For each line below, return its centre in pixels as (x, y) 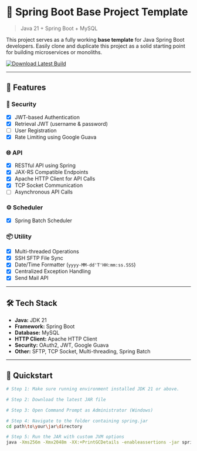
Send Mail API (31, 278)
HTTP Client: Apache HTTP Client (56, 339)
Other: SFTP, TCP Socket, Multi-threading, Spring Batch (82, 352)
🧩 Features (26, 88)
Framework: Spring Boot (45, 326)
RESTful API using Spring (45, 166)
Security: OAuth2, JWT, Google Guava (62, 345)
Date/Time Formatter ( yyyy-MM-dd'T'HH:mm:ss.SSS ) (75, 265)
